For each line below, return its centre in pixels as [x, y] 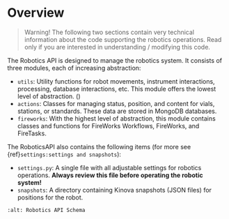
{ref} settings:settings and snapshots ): [64, 154]
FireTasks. [32, 133]
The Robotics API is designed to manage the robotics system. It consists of [115, 60]
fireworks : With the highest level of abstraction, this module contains [116, 118]
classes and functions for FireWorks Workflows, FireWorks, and [108, 126]
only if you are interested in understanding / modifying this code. [117, 47]
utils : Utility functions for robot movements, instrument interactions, [116, 81]
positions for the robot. [50, 197]
